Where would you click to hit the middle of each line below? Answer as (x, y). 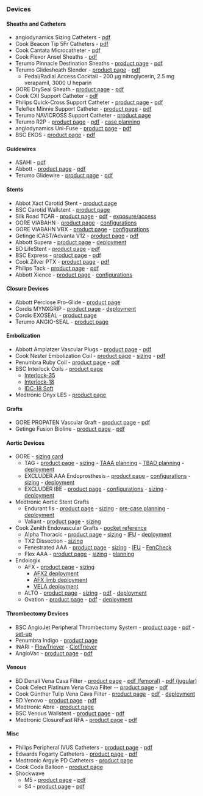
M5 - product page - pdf (55, 779)
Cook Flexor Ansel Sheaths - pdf (56, 57)
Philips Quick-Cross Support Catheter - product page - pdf (89, 102)
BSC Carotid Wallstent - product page (62, 209)
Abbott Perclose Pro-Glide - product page (68, 302)
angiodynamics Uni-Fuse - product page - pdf (73, 128)
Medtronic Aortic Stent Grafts (52, 502)
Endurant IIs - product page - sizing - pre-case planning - (97, 508)
